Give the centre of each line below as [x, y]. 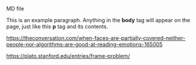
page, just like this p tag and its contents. [57, 27]
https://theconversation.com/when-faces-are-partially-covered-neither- [96, 38]
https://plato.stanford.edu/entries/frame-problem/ [68, 56]
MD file [15, 9]
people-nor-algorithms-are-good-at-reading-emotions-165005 [84, 44]
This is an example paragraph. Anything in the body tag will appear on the [98, 20]
